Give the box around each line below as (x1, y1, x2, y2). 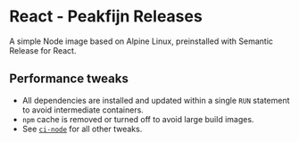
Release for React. (9, 45, 77, 55)
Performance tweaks (9, 71, 129, 87)
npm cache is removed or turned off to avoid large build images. (21, 113, 254, 124)
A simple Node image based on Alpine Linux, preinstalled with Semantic (9, 36, 274, 46)
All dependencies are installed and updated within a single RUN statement (21, 95, 290, 105)
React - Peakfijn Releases (9, 6, 203, 27)
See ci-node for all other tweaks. (21, 123, 143, 134)
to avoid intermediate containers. (21, 104, 145, 115)
